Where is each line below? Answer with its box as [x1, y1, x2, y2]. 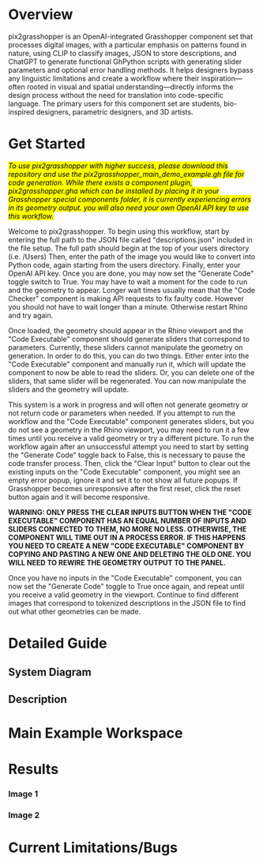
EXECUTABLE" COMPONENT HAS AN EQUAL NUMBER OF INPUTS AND [8, 516, 246, 525]
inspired [8, 107, 35, 116]
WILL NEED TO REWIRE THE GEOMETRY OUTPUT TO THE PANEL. [8, 558, 227, 567]
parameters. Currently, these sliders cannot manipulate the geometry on [8, 342, 243, 352]
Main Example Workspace [8, 724, 183, 742]
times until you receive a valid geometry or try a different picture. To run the [8, 433, 255, 443]
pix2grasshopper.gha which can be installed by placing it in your [8, 186, 220, 195]
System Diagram [8, 666, 92, 679]
